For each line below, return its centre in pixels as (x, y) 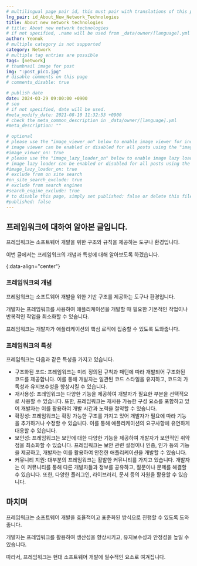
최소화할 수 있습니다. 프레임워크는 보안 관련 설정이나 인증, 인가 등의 (102, 445)
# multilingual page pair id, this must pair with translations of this (97, 11)
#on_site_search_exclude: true (44, 180)
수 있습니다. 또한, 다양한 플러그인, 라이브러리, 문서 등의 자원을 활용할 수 (96, 474)
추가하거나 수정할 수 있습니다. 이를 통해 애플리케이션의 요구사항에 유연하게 (106, 423)
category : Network (28, 50)
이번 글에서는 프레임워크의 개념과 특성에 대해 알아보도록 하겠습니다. (83, 255)
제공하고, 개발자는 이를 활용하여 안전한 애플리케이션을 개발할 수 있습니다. (104, 452)
